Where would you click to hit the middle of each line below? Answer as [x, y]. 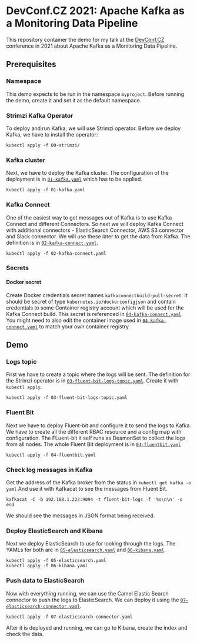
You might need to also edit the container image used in [74, 320]
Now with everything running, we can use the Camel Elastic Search [87, 593]
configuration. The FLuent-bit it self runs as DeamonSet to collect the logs [96, 438]
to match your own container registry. [85, 326]
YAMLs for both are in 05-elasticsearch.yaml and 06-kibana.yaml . [86, 550]
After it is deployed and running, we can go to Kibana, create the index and [97, 627]
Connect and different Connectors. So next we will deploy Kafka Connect [95, 224]
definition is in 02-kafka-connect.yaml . [52, 242]
